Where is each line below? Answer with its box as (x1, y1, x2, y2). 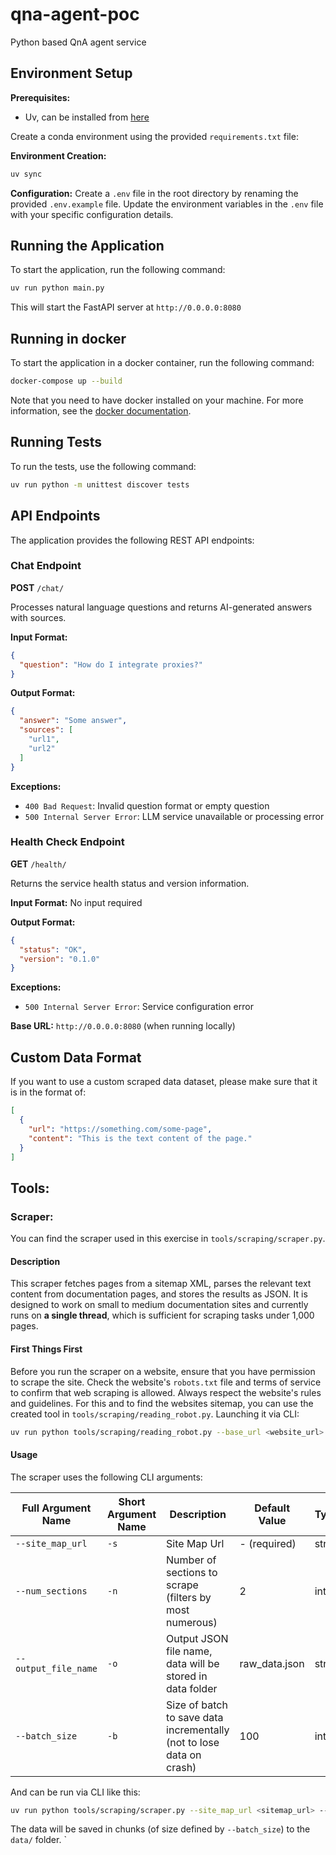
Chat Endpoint (10, 559, 82, 573)
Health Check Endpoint (10, 835, 125, 849)
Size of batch (166, 1698, 228, 1712)
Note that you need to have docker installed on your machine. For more (10, 394, 304, 406)
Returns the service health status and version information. (10, 877, 250, 889)
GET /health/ (10, 858, 67, 870)
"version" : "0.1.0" (19, 954, 101, 964)
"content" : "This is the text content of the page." (28, 1133, 253, 1143)
